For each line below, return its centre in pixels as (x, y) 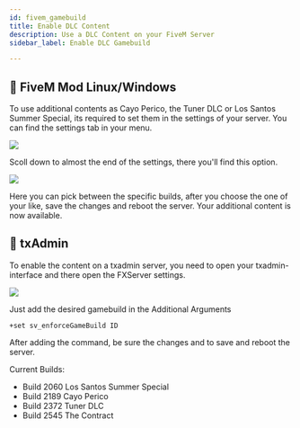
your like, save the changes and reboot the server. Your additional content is (150, 206)
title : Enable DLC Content (60, 26)
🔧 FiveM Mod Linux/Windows (93, 87)
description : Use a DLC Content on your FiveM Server (112, 34)
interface (26, 274)
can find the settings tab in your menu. (81, 128)
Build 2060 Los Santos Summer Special (95, 387)
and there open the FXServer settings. (115, 274)
